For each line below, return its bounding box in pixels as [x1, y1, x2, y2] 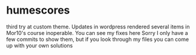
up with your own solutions [6, 42, 73, 49]
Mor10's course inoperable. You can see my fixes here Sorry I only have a [6, 29, 188, 36]
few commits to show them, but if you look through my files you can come [6, 35, 189, 43]
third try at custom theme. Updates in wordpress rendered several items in [6, 23, 190, 30]
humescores [6, 4, 70, 17]
